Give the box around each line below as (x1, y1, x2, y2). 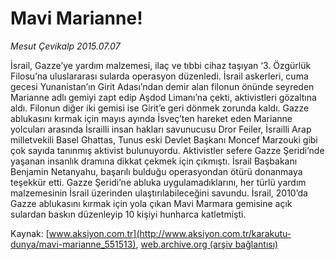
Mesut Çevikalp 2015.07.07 (10, 40, 121, 52)
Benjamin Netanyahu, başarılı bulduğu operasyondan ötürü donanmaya (10, 165, 303, 177)
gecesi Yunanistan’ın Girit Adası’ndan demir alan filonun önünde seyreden (10, 80, 315, 92)
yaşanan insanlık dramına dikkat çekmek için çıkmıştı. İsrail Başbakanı (10, 155, 298, 167)
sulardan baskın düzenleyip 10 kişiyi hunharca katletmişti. (10, 208, 247, 220)
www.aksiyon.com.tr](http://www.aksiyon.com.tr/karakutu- (48, 227, 292, 239)
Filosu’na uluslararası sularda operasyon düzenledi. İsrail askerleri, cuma (10, 70, 309, 82)
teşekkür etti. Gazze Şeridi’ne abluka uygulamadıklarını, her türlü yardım (10, 176, 307, 188)
